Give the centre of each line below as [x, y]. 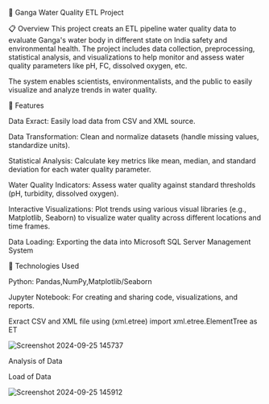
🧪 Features [26, 105]
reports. [21, 305]
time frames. [29, 226]
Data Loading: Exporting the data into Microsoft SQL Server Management [130, 242]
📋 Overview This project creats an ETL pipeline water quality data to [122, 29]
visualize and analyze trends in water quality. [83, 90]
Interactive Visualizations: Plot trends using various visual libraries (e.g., [128, 209]
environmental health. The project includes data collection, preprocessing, [132, 49]
